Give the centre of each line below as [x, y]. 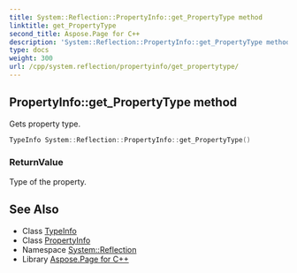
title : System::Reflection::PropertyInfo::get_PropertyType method [136, 17]
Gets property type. [45, 124]
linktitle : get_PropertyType [63, 26]
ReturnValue [36, 163]
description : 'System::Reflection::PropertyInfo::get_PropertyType [136, 42]
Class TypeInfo [49, 231]
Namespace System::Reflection [79, 249]
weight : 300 [31, 58]
